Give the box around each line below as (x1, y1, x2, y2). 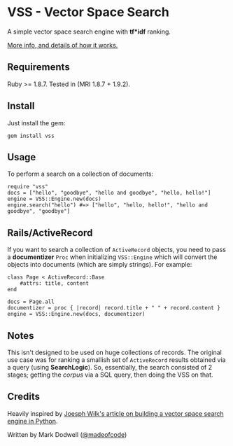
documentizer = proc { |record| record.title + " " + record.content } (7, 305, 220, 312)
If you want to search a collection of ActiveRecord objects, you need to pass (7, 246, 226, 254)
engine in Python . (7, 417, 58, 425)
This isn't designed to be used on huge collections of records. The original (7, 348, 222, 356)
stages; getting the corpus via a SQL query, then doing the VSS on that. (7, 370, 213, 379)
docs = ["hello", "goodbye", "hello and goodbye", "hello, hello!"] (7, 190, 211, 197)
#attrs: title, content (20, 280, 90, 287)
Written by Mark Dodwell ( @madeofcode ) (7, 430, 127, 438)
